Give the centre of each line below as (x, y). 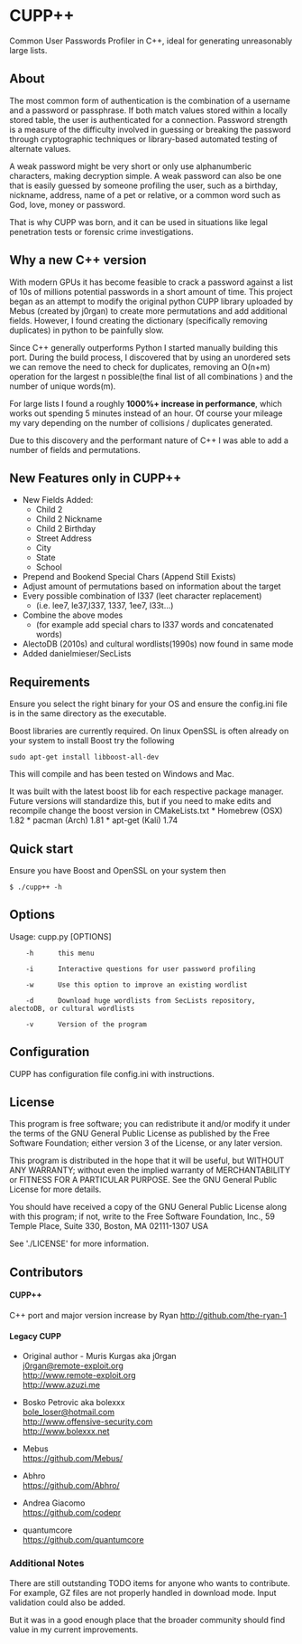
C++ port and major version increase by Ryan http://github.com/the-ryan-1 (148, 1316)
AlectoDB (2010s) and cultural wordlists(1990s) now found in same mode (158, 644)
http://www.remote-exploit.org (79, 1375)
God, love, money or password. (68, 204)
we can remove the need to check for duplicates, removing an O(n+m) (140, 366)
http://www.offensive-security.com (87, 1422)
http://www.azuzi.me (61, 1385)
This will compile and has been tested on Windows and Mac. (122, 774)
